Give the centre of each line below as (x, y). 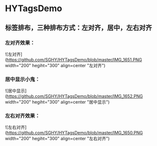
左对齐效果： (20, 43)
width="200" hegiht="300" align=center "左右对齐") (57, 139)
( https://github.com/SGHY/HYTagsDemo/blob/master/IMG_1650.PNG (74, 133)
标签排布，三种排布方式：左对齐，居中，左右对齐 (78, 27)
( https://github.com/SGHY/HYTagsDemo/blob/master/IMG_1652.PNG (74, 96)
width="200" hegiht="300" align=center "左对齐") (55, 65)
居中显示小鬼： (23, 79)
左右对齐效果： (23, 116)
